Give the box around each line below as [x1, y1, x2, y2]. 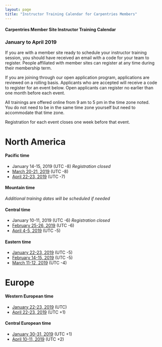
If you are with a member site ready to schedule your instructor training [5, 50, 147, 56]
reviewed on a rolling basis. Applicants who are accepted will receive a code [5, 80, 157, 85]
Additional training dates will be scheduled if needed [5, 195, 110, 201]
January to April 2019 [5, 39, 57, 46]
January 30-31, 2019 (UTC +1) [12, 331, 73, 337]
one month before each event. [5, 90, 65, 96]
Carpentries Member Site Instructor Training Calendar [5, 27, 116, 33]
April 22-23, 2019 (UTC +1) [12, 309, 66, 315]
